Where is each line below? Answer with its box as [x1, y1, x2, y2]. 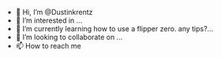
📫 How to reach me [15, 42, 81, 50]
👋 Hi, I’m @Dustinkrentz [15, 8, 93, 16]
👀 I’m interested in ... [15, 16, 83, 25]
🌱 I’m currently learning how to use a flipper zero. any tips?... [15, 24, 214, 33]
